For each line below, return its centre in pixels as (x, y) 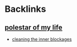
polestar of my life (34, 27)
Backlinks (25, 9)
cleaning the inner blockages (42, 39)
